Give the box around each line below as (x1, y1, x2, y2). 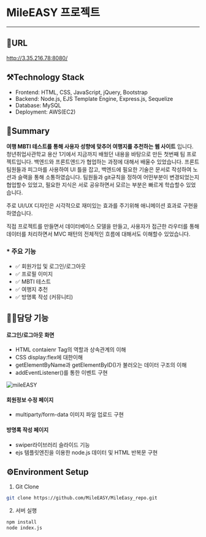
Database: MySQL (15, 101, 61, 109)
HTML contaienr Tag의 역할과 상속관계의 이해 (15, 346, 126, 353)
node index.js (6, 525, 43, 531)
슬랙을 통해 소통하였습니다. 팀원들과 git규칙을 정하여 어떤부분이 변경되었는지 (17, 173, 199, 181)
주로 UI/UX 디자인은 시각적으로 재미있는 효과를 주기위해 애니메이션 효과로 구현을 (6, 202, 198, 210)
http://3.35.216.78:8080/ (6, 54, 68, 61)
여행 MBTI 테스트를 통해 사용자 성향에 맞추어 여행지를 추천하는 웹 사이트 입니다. (6, 143, 194, 151)
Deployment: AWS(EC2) (15, 108, 76, 116)
